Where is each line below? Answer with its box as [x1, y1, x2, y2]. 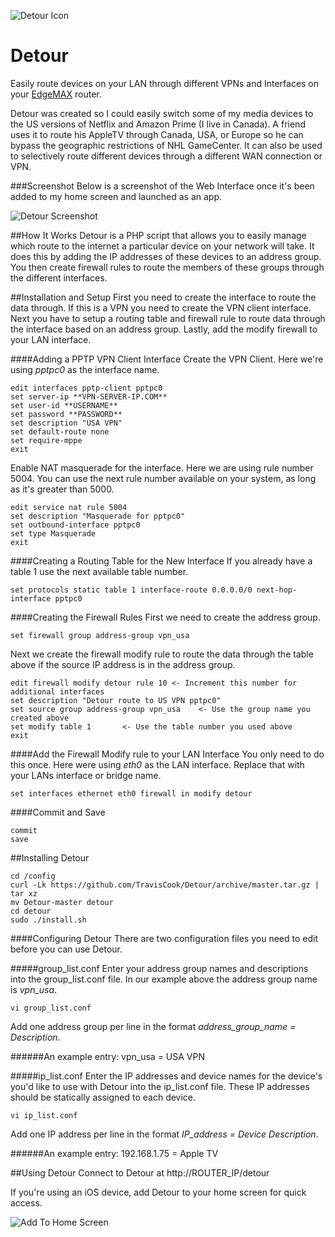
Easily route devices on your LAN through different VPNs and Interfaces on [10, 77, 320, 89]
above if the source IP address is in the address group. [10, 658, 236, 670]
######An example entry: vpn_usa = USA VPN [10, 1050, 205, 1062]
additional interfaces [10, 686, 105, 697]
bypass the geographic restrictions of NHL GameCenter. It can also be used [10, 139, 323, 151]
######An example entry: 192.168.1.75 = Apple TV [10, 1147, 219, 1159]
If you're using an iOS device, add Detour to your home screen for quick [10, 1186, 307, 1198]
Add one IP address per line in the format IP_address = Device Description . [10, 1128, 319, 1140]
